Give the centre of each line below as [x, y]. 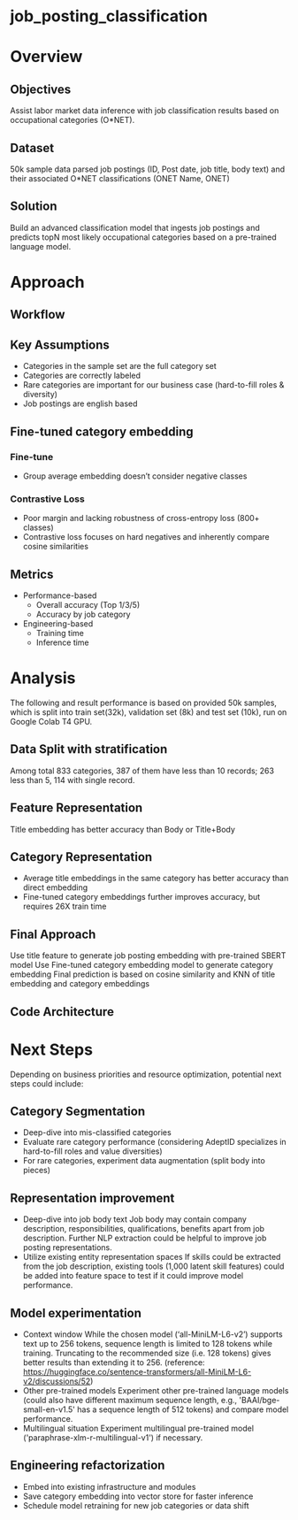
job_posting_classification [109, 16]
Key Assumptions [60, 345]
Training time [60, 633]
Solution [34, 207]
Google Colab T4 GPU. [51, 721]
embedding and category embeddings [80, 984]
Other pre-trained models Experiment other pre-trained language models [156, 1390]
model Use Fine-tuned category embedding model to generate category [141, 965]
